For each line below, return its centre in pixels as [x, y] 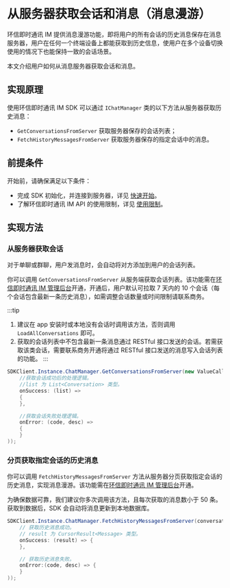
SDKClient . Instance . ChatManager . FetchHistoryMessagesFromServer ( [102, 522]
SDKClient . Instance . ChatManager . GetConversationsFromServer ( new [101, 372]
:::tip [13, 310]
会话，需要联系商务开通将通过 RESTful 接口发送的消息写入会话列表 [129, 350]
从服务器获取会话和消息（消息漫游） [109, 14]
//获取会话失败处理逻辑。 [51, 416]
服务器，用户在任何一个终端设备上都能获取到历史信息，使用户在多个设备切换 [115, 42]
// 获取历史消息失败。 [47, 559]
